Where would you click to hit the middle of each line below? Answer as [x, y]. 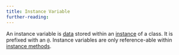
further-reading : [28, 17]
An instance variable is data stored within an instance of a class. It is [89, 33]
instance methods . [29, 46]
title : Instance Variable [38, 11]
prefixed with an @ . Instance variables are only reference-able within [89, 40]
